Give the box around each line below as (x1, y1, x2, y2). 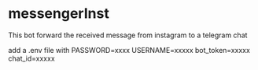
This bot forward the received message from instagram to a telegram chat (8, 30, 248, 40)
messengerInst (8, 5, 110, 23)
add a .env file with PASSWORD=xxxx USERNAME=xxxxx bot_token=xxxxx (8, 45, 250, 54)
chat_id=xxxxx (8, 54, 55, 63)
